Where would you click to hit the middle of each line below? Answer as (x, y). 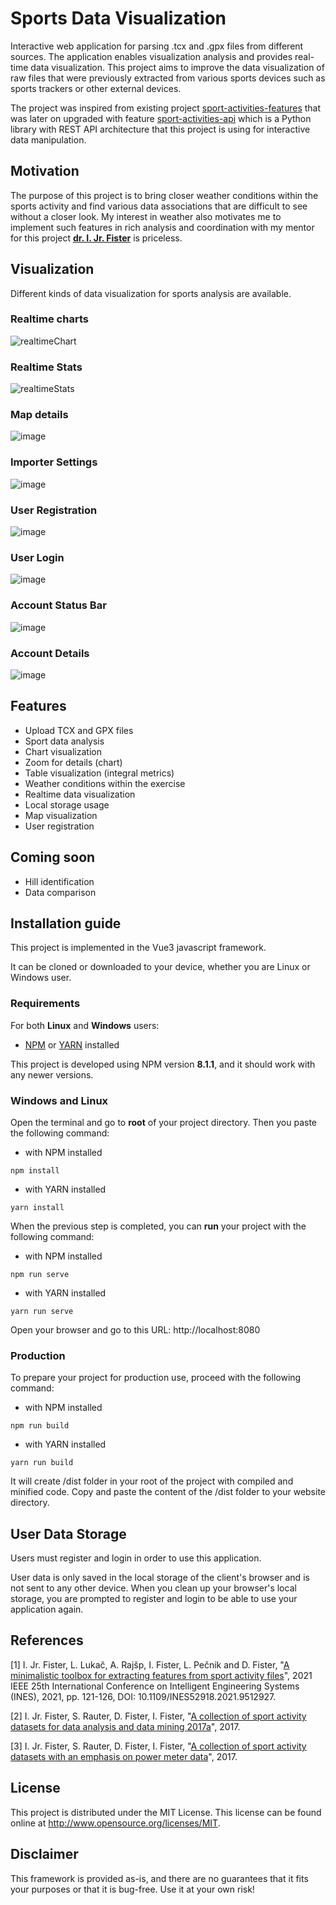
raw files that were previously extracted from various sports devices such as (168, 78)
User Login (37, 557)
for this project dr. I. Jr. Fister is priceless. (96, 238)
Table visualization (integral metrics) (99, 773)
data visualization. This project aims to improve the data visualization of (177, 67)
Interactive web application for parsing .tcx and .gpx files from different (157, 46)
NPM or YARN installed (72, 1044)
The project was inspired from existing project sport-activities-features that (166, 108)
